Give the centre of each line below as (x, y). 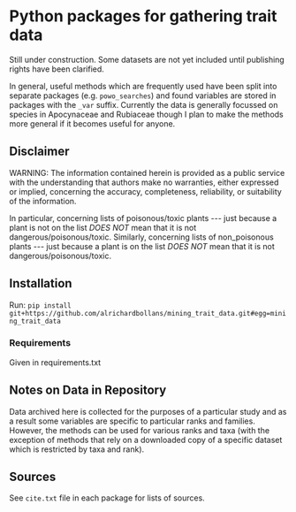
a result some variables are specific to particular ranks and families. (133, 421)
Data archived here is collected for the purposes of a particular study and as (148, 411)
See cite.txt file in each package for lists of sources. (107, 498)
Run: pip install (41, 305)
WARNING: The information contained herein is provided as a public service (147, 172)
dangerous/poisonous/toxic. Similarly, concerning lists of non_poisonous (141, 237)
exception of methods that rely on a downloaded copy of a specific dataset (146, 439)
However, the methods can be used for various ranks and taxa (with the (140, 430)
